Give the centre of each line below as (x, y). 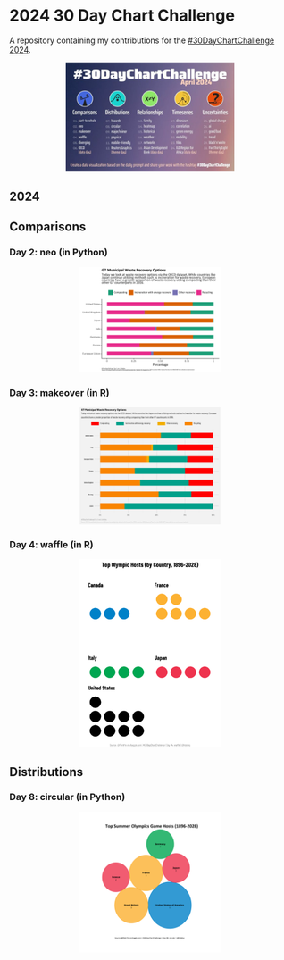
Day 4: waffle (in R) (51, 544)
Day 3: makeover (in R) (59, 392)
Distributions (46, 772)
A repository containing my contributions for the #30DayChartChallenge (142, 40)
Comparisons (48, 227)
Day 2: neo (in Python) (59, 253)
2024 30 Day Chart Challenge (122, 16)
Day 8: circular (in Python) (67, 797)
